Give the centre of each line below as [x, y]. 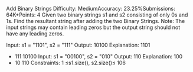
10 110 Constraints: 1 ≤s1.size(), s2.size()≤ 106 [70, 63]
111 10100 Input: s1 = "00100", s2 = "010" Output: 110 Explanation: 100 [99, 56]
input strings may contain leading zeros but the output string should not [93, 27]
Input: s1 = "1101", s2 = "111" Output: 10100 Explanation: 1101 [78, 45]
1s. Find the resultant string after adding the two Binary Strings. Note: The [96, 21]
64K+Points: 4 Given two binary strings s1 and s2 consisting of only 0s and [97, 15]
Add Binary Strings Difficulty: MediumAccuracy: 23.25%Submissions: [91, 9]
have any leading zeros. [35, 34]
